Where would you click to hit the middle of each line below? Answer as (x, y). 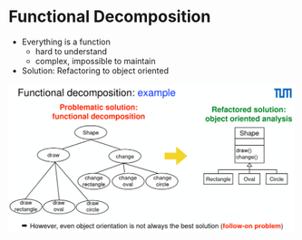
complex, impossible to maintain (95, 61)
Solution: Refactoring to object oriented (95, 71)
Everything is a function (66, 42)
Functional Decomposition (110, 17)
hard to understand (71, 51)
